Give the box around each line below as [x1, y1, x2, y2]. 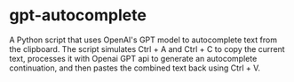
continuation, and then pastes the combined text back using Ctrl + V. [9, 63, 260, 73]
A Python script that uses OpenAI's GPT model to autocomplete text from [9, 34, 278, 45]
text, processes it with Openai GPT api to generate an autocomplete [9, 53, 258, 63]
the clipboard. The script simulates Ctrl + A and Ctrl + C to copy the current [9, 43, 286, 54]
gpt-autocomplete [9, 5, 147, 26]
